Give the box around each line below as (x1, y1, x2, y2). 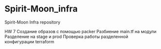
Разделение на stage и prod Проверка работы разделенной (4, 34, 129, 39)
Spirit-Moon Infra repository (4, 19, 61, 25)
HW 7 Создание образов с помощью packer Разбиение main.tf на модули (4, 28, 157, 34)
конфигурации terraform (4, 38, 54, 44)
